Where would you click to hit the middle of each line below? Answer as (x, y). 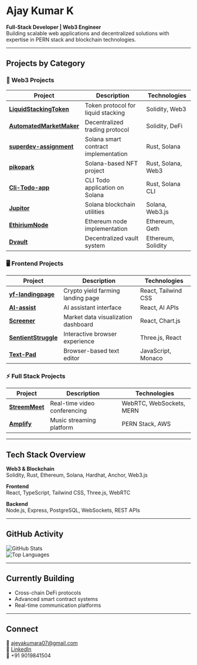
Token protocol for (110, 105)
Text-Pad (23, 355)
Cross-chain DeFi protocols (48, 593)
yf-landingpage (32, 294)
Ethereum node (106, 221)
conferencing (68, 411)
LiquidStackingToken (39, 109)
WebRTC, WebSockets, (154, 403)
